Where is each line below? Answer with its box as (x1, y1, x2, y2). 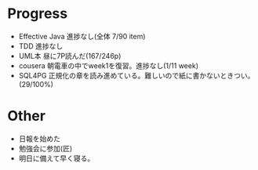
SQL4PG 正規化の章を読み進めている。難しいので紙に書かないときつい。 (18, 71, 255, 80)
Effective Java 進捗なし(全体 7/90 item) (18, 31, 146, 41)
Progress (7, 5, 68, 23)
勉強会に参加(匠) (18, 143, 73, 153)
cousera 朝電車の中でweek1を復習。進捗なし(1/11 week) (18, 60, 199, 71)
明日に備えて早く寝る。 (18, 154, 95, 163)
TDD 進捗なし (18, 41, 64, 51)
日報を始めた (18, 134, 60, 143)
